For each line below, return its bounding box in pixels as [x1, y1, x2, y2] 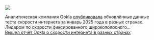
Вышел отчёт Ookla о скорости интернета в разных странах [5, 29, 131, 35]
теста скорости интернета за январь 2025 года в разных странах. [5, 19, 144, 25]
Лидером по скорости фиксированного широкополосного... [5, 24, 131, 30]
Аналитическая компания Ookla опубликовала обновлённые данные [5, 14, 150, 20]
